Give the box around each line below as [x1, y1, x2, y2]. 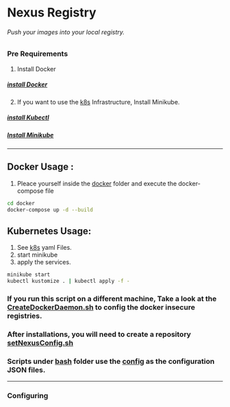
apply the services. [16, 258, 71, 266]
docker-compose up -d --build [7, 206, 94, 213]
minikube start [7, 271, 51, 279]
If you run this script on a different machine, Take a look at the [7, 294, 217, 303]
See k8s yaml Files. [16, 244, 72, 252]
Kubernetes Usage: [7, 225, 92, 237]
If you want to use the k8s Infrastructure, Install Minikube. [16, 97, 180, 106]
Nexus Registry [7, 5, 97, 21]
